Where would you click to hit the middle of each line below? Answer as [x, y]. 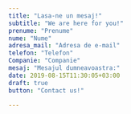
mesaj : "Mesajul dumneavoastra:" [64, 68]
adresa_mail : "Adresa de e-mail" [64, 46]
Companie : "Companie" [45, 61]
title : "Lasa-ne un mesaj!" [55, 16]
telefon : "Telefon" [41, 53]
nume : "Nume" [30, 38]
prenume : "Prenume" [41, 31]
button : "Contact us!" [46, 90]
